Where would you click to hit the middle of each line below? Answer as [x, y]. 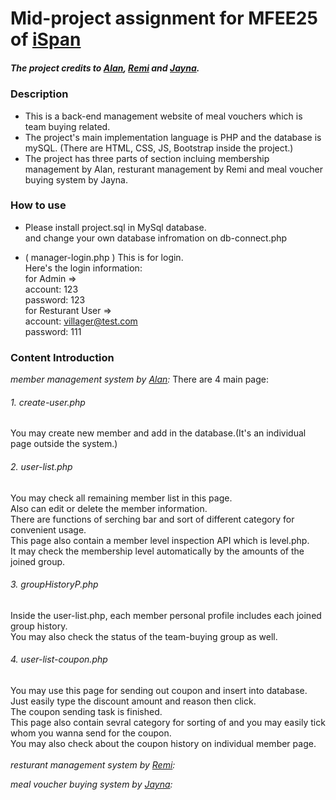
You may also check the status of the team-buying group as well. [144, 636]
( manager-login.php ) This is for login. [104, 257]
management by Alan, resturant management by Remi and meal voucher [173, 169]
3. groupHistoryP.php [54, 584]
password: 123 [55, 299]
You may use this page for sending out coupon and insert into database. [159, 690]
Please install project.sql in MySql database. [115, 227]
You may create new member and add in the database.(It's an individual [158, 433]
